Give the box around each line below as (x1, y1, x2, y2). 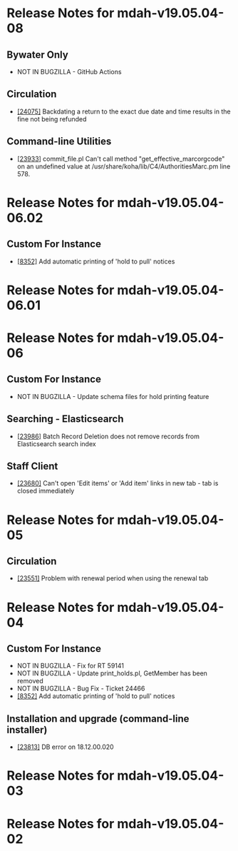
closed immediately (16, 487, 75, 495)
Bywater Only (6, 49, 68, 61)
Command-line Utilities (6, 136, 112, 148)
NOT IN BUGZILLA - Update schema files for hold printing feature (16, 392, 209, 401)
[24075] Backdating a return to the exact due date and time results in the (16, 107, 231, 116)
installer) (6, 723, 48, 736)
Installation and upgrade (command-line (6, 712, 190, 725)
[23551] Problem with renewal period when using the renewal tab (16, 574, 209, 583)
